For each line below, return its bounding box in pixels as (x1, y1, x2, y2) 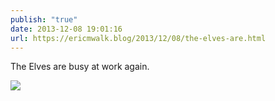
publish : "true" (10, 14, 78, 25)
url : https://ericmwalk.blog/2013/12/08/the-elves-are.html (10, 33, 267, 43)
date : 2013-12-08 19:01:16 (10, 24, 123, 34)
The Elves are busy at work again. (10, 61, 150, 73)
